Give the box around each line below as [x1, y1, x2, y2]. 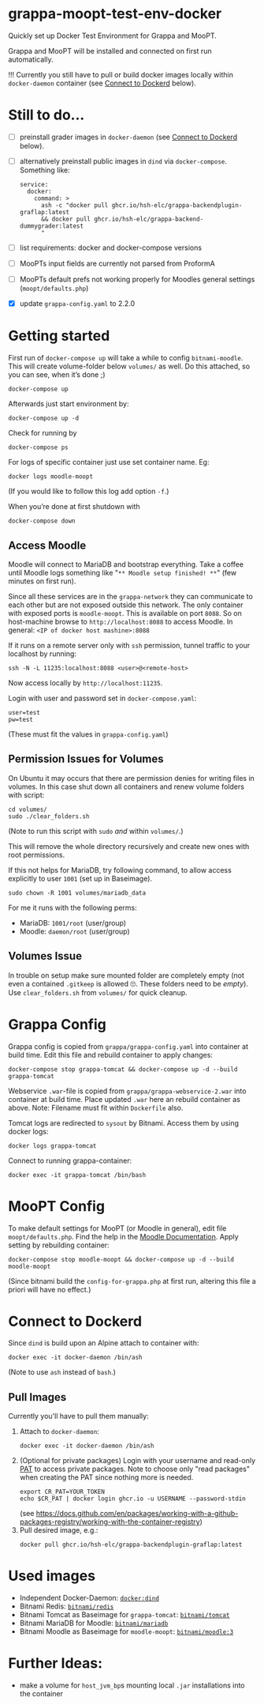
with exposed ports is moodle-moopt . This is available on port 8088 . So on [8, 609, 242, 617]
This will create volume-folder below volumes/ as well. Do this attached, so [8, 361, 251, 372]
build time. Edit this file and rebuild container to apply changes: [8, 1050, 213, 1059]
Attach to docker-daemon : [19, 1427, 100, 1436]
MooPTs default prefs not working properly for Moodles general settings [19, 274, 255, 285]
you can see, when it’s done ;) [8, 370, 106, 379]
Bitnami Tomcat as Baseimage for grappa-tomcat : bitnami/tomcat [19, 1610, 230, 1620]
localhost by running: [8, 649, 77, 658]
